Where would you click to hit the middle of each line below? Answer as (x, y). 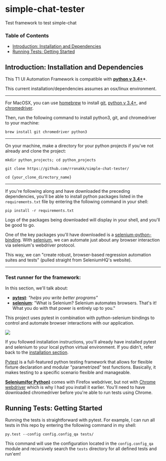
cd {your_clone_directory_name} (38, 177)
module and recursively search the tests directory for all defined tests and (81, 449)
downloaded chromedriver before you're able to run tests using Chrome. (79, 393)
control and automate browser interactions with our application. (70, 323)
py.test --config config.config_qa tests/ (49, 434)
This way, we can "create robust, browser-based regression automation (78, 255)
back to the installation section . (37, 352)
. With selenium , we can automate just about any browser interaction (90, 240)
